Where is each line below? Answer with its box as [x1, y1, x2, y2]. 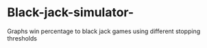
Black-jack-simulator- [7, 5, 134, 20]
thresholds [7, 34, 38, 42]
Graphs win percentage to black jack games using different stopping [7, 27, 201, 35]
